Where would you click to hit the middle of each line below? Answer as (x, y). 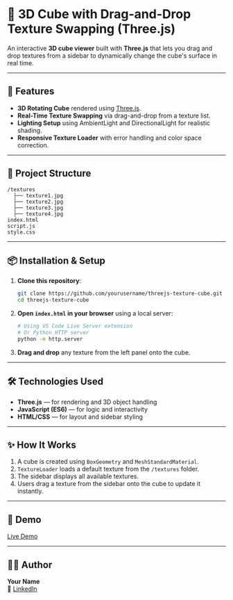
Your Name (24, 581)
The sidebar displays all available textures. (78, 476)
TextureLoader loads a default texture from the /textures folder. (108, 469)
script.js (21, 226)
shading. (30, 130)
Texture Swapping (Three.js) (91, 29)
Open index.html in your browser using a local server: (95, 314)
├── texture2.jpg (38, 202)
